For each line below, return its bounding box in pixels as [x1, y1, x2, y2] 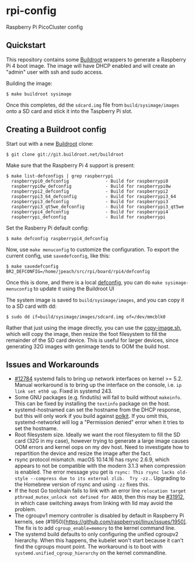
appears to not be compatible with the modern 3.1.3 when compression [14, 462, 186, 470]
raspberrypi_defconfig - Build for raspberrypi [11, 214, 166, 220]
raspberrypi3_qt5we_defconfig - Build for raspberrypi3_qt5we [11, 204, 184, 210]
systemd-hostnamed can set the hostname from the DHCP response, [14, 406, 182, 413]
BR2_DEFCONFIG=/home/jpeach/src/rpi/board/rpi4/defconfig [6, 268, 150, 275]
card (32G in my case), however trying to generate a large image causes [14, 437, 189, 444]
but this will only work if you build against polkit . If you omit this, [14, 413, 169, 420]
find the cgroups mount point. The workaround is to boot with [14, 543, 163, 550]
